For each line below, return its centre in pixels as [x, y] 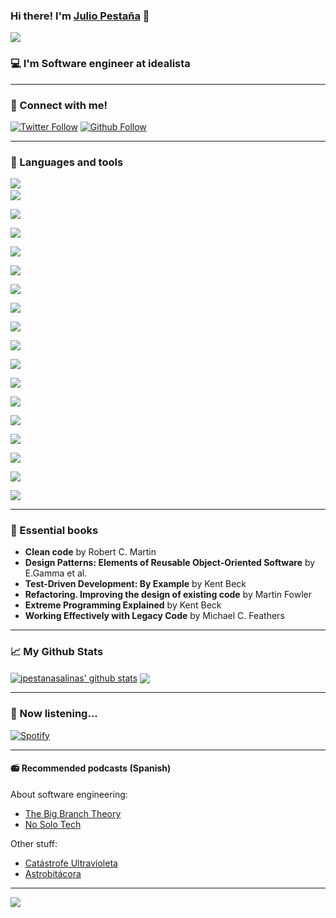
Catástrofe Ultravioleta [71, 863]
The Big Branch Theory [73, 813]
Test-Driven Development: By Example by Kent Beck [135, 584]
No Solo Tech [53, 824]
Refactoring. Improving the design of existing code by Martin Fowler [168, 595]
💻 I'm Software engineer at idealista [100, 64]
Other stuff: [34, 843]
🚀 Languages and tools [67, 162]
